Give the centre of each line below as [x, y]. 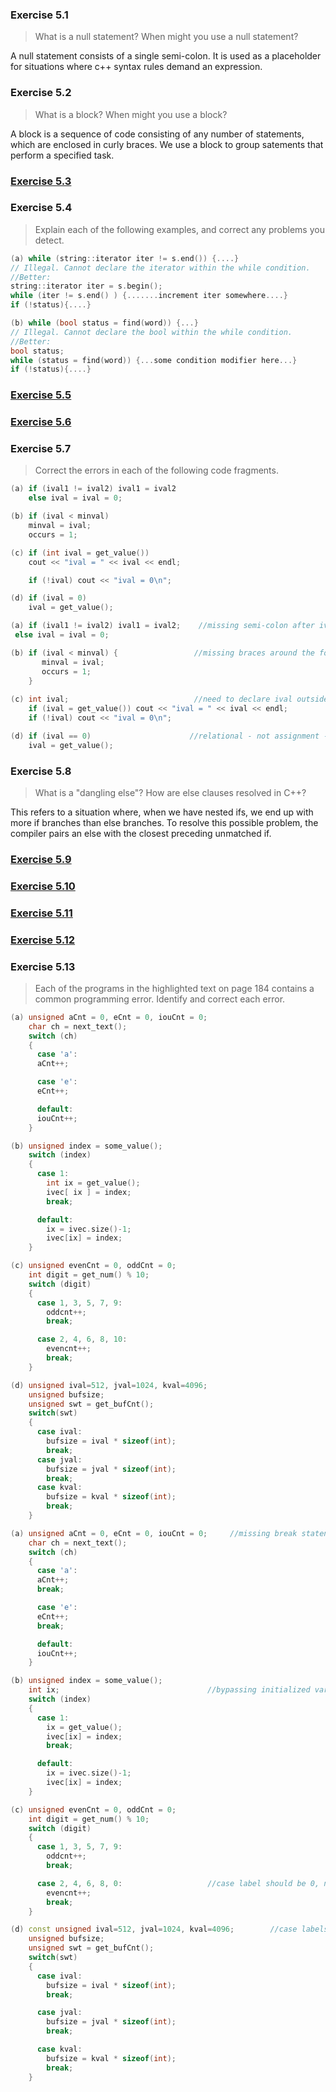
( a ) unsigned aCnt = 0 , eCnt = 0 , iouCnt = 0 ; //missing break [154, 1533]
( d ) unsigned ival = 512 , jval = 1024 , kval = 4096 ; [109, 1385]
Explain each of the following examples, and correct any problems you [179, 229]
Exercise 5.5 [41, 395]
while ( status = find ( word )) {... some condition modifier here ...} [154, 360]
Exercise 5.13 [43, 966]
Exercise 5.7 [41, 449]
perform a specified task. [62, 155]
